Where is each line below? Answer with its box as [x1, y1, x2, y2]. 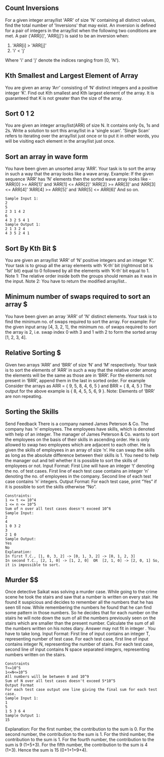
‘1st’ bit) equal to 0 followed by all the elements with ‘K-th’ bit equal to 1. [5, 268, 150, 274]
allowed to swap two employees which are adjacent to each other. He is [5, 441, 151, 447]
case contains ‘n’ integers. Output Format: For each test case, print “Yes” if [5, 478, 157, 484]
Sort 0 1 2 [5, 110, 34, 118]
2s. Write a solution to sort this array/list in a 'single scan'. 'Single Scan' [5, 128, 150, 134]
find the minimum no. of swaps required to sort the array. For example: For [5, 319, 156, 324]
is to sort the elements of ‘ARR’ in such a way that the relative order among [5, 367, 157, 373]
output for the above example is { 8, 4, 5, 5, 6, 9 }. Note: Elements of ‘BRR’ [5, 388, 155, 394]
